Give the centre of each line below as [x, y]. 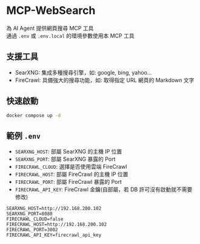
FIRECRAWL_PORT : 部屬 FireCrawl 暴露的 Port [68, 182]
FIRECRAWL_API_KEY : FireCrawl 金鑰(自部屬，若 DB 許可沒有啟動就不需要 [104, 189]
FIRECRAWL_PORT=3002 [32, 230]
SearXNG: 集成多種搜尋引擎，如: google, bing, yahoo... [83, 72]
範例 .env [23, 136]
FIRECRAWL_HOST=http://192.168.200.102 [57, 225]
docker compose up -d [34, 115]
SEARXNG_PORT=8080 [29, 214]
